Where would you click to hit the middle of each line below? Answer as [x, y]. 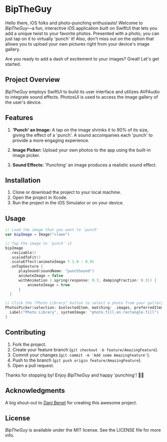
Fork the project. [29, 344]
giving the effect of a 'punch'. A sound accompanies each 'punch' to [83, 135]
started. [13, 64]
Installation [23, 180]
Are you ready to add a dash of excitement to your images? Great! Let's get [82, 59]
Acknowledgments [35, 391]
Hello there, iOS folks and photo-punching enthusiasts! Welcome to [74, 23]
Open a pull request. [33, 365]
